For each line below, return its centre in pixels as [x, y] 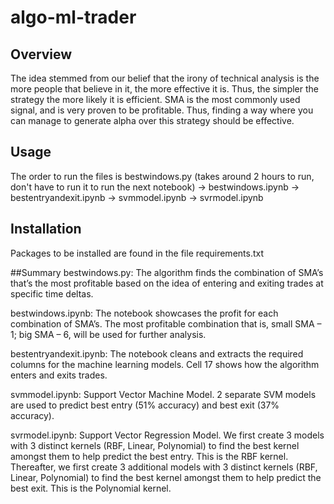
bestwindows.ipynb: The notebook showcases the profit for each [144, 313]
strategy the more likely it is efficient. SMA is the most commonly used [155, 99]
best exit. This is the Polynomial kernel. [91, 488]
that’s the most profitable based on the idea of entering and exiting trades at [167, 283]
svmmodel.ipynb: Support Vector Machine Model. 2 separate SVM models [163, 394]
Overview [41, 54]
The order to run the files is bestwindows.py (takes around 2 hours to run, [162, 176]
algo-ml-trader [73, 17]
